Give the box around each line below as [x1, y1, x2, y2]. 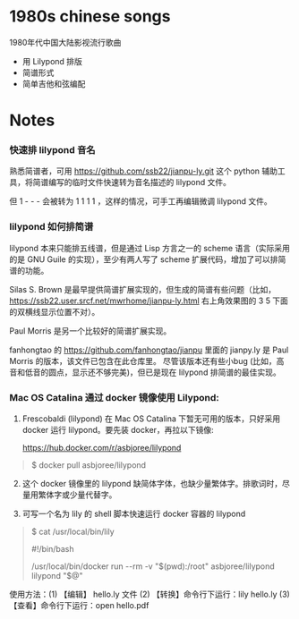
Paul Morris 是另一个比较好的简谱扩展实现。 [9, 325, 172, 336]
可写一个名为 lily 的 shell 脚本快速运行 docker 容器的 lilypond [21, 508, 246, 520]
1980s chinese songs [9, 6, 171, 27]
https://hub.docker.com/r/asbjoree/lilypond [21, 443, 182, 454]
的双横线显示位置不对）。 [9, 306, 100, 317]
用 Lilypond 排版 [21, 55, 83, 66]
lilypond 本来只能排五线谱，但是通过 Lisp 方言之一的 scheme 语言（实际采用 [9, 242, 291, 253]
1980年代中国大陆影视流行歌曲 [9, 37, 122, 47]
